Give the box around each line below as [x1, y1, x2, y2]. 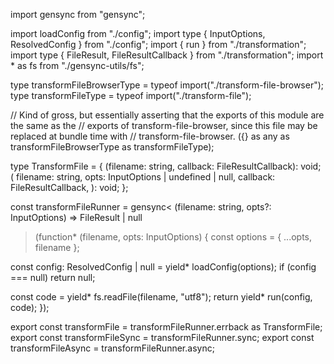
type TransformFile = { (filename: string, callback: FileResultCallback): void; [10, 160, 322, 172]
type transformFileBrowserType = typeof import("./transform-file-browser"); [10, 79, 325, 91]
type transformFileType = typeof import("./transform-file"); [10, 90, 252, 101]
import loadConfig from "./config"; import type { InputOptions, [10, 28, 266, 39]
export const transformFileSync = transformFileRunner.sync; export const [10, 332, 315, 343]
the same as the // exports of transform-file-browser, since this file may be [10, 120, 318, 131]
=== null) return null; [10, 272, 96, 283]
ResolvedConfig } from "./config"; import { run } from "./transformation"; [10, 39, 307, 50]
